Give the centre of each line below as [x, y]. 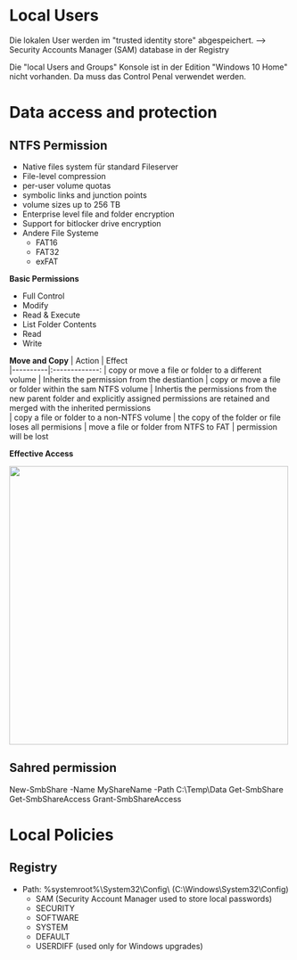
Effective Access [41, 453]
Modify [35, 305]
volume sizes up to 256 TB [71, 204]
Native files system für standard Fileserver [100, 167]
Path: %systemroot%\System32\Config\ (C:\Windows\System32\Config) [155, 889]
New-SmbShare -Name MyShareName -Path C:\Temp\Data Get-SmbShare [146, 789]
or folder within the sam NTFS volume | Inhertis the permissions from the [143, 389]
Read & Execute [51, 315]
